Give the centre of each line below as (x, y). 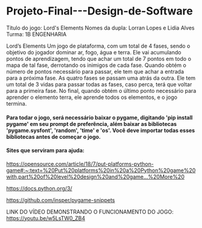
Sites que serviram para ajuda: (45, 150)
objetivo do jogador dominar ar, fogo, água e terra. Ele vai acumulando (94, 52)
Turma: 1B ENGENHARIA (36, 34)
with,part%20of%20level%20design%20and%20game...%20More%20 (96, 177)
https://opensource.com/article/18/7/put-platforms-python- (80, 163)
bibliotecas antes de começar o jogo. (54, 136)
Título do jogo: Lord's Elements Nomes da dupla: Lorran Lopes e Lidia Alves (100, 28)
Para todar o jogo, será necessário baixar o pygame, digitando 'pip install (99, 117)
